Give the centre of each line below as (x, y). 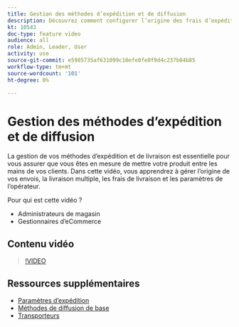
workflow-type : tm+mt (39, 67)
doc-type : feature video (44, 34)
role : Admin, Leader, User (47, 47)
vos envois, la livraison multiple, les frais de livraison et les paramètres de (115, 179)
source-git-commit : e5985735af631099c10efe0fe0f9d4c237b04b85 (101, 60)
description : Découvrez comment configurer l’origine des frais (105, 21)
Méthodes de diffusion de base (63, 308)
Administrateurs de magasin (59, 214)
